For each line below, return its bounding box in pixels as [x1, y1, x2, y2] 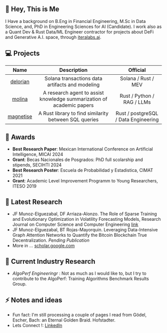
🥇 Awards [5, 133, 36, 142]
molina [12, 95, 28, 102]
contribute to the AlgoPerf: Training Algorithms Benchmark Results [12, 276, 149, 282]
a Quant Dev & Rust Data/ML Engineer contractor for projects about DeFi [5, 28, 154, 35]
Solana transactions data [44, 75, 103, 82]
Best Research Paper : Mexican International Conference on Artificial [12, 146, 153, 152]
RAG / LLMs [123, 98, 151, 105]
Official [128, 66, 146, 73]
